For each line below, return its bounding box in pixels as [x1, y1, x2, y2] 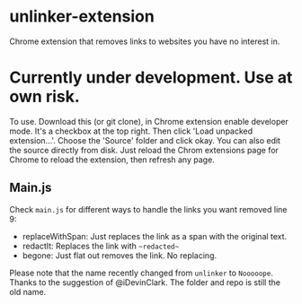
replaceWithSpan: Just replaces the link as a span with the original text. [22, 230, 288, 241]
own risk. [9, 87, 81, 107]
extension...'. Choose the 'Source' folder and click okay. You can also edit [9, 135, 281, 145]
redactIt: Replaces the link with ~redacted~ [22, 240, 180, 251]
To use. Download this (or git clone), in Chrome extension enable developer [9, 116, 289, 126]
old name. [9, 286, 47, 297]
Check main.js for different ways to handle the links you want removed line [9, 204, 288, 214]
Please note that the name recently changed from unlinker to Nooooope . [9, 267, 274, 278]
